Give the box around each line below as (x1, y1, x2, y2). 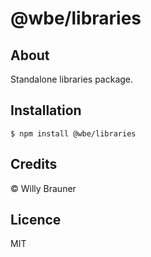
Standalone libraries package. (10, 73, 134, 85)
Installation (10, 102, 82, 119)
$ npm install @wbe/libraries (10, 128, 137, 139)
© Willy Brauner (10, 182, 77, 194)
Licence (10, 212, 62, 229)
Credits (10, 156, 58, 173)
